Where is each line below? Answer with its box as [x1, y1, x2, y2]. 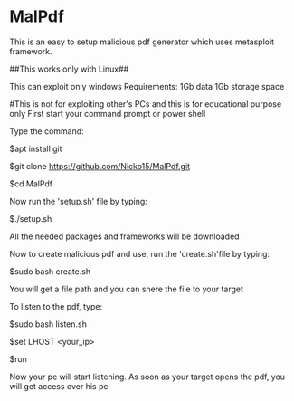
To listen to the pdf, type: [9, 301, 102, 311]
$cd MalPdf [9, 178, 53, 189]
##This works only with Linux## [9, 63, 129, 74]
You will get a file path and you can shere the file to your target [9, 283, 244, 294]
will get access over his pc [9, 380, 109, 391]
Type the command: [9, 125, 84, 137]
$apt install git [9, 143, 62, 154]
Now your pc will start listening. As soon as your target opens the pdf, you [9, 371, 286, 382]
